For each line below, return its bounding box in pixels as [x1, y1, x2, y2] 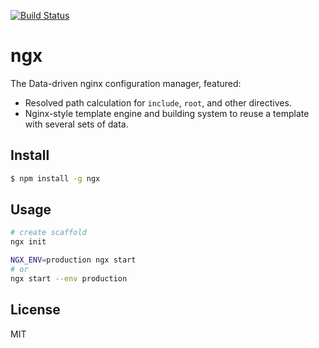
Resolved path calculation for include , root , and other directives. [24, 96, 292, 109]
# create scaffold [10, 228, 87, 238]
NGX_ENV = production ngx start [10, 255, 137, 265]
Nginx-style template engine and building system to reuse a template [24, 107, 310, 119]
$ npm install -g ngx [10, 173, 101, 184]
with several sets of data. [24, 118, 129, 130]
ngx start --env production [10, 273, 128, 284]
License [10, 301, 61, 319]
